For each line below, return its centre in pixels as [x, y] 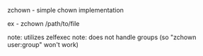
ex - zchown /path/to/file [43, 23]
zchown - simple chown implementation [65, 10]
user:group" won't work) [43, 44]
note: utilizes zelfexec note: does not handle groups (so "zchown [102, 37]
